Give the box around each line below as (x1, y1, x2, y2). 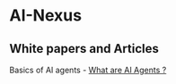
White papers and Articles (9, 41, 160, 56)
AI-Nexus (9, 5, 83, 26)
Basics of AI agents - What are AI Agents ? (9, 64, 167, 75)
